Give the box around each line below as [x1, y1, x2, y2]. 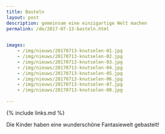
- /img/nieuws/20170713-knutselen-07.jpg [17, 81, 123, 88]
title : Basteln [6, 8, 45, 15]
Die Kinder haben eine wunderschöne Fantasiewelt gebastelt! [6, 121, 160, 128]
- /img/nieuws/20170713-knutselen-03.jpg [17, 59, 123, 65]
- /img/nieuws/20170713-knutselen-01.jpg [17, 48, 123, 54]
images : [6, 42, 26, 48]
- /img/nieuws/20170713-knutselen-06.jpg [17, 76, 123, 82]
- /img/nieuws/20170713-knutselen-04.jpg [17, 65, 123, 71]
